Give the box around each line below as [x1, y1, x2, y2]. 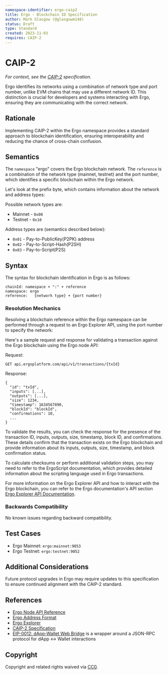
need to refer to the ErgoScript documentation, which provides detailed [5, 465, 152, 471]
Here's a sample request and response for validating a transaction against [5, 336, 158, 343]
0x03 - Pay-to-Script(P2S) [12, 247, 66, 253]
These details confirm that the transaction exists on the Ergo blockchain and [5, 439, 163, 445]
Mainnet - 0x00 [12, 211, 43, 217]
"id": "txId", [10, 384, 39, 390]
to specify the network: [5, 327, 54, 333]
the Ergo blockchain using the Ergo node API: [5, 342, 99, 348]
